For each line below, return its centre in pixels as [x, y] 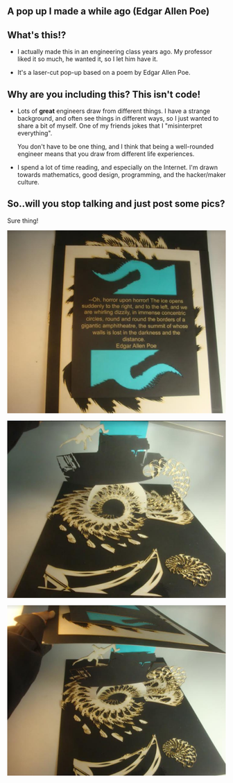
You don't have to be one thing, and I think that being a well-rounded [115, 147]
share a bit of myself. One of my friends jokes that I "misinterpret [110, 126]
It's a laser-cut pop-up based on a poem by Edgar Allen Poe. [104, 73]
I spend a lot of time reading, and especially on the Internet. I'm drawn [118, 167]
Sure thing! [23, 221]
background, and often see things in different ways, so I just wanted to [118, 119]
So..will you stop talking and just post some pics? [116, 204]
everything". [35, 133]
